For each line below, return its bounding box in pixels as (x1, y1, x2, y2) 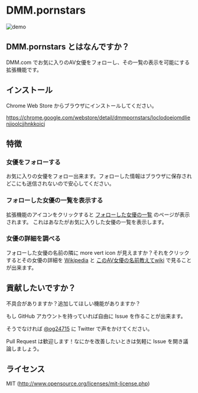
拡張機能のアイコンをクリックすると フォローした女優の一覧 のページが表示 (6, 211, 190, 218)
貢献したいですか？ (6, 283, 76, 293)
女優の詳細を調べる (6, 235, 61, 243)
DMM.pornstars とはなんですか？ (6, 42, 130, 52)
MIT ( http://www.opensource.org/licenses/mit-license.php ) (6, 380, 150, 387)
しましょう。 (11, 345, 43, 352)
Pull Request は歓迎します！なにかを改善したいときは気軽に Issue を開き (6, 337, 183, 344)
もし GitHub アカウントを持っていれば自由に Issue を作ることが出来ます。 (6, 312, 186, 319)
